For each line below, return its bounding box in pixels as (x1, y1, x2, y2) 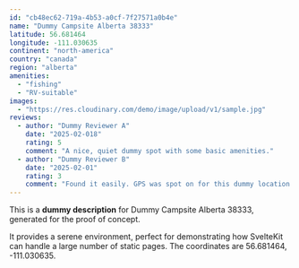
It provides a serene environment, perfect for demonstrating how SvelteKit (9, 231, 284, 242)
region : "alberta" (9, 64, 78, 73)
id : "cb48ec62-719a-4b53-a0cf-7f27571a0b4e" (9, 13, 178, 22)
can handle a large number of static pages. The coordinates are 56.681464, (9, 241, 288, 252)
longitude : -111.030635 (9, 38, 98, 48)
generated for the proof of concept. (9, 214, 141, 225)
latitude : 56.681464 (9, 30, 87, 39)
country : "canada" (9, 55, 78, 64)
